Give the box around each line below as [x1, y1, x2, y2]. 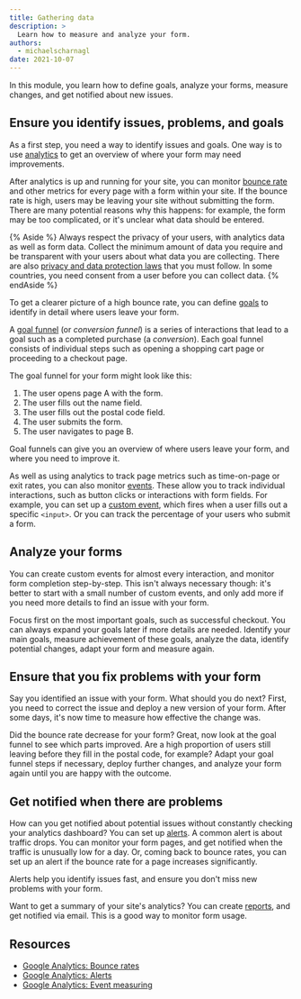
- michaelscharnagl [17, 47, 91, 56]
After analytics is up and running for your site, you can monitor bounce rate [9, 176, 288, 186]
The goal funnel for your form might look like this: [9, 370, 192, 381]
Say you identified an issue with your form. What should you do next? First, [9, 693, 288, 704]
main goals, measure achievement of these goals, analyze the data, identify [9, 633, 289, 644]
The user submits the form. [22, 416, 123, 427]
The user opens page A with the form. [22, 387, 164, 398]
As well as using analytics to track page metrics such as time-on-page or [9, 470, 280, 481]
